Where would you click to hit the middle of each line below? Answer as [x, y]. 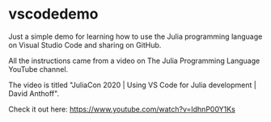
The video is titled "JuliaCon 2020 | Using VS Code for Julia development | [132, 85]
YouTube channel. [38, 69]
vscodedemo [53, 14]
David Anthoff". [34, 93]
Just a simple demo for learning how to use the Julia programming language [135, 36]
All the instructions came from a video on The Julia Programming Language [134, 61]
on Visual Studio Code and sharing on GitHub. [85, 44]
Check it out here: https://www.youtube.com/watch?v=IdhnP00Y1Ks [122, 109]
